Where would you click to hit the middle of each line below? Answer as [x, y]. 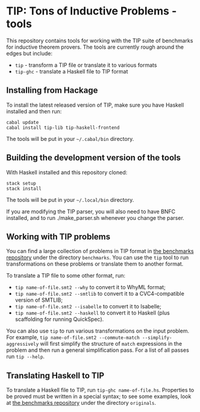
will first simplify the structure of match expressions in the [111, 344]
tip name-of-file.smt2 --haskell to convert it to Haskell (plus [92, 313]
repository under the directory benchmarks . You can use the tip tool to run [97, 258]
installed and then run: [34, 111]
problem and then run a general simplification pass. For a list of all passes [98, 350]
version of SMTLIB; [39, 300]
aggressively [23, 345]
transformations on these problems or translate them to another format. [95, 264]
